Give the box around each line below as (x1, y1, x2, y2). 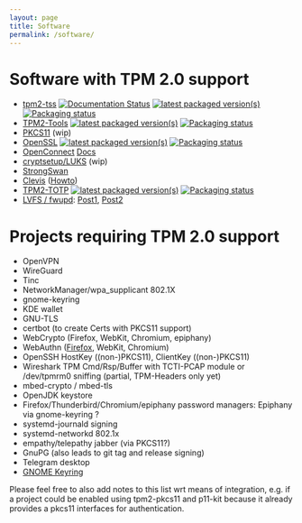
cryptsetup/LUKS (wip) (22, 156, 108, 167)
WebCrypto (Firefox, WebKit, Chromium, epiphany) (22, 333, 212, 344)
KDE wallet (22, 304, 63, 315)
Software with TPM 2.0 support (9, 69, 250, 89)
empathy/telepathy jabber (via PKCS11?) (22, 438, 171, 449)
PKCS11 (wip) (22, 127, 72, 138)
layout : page (9, 13, 59, 23)
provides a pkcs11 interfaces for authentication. (9, 503, 185, 514)
